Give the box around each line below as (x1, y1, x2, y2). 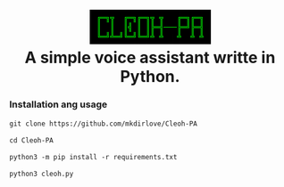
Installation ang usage (9, 98, 108, 110)
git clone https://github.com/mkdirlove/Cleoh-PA (9, 119, 198, 128)
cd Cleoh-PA (9, 136, 54, 145)
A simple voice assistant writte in (24, 48, 276, 68)
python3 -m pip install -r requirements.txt (9, 153, 178, 162)
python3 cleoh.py (9, 169, 74, 179)
